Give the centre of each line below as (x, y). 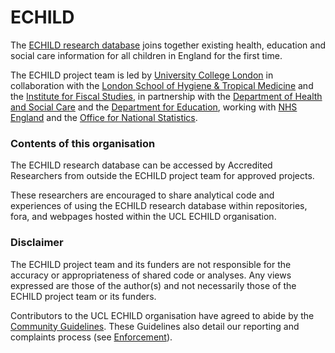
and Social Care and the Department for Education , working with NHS (154, 107)
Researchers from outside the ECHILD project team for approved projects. (162, 176)
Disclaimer (37, 243)
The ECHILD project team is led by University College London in (142, 75)
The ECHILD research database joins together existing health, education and (168, 45)
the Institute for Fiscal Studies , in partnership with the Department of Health (166, 96)
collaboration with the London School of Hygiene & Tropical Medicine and (162, 85)
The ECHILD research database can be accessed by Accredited (141, 165)
